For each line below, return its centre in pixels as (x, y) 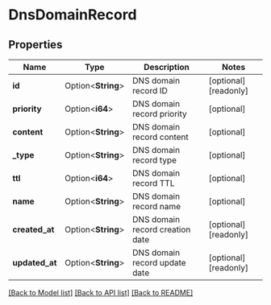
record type (155, 160)
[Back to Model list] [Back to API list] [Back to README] (101, 293)
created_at (33, 229)
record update (160, 263)
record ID (150, 91)
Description (167, 67)
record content (161, 137)
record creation (162, 229)
